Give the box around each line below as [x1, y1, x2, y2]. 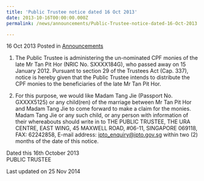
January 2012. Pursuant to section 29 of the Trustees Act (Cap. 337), [15, 67, 189, 75]
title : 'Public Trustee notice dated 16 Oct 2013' [6, 9, 138, 15]
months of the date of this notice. [15, 138, 99, 145]
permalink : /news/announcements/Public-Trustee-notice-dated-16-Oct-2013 [6, 20, 198, 26]
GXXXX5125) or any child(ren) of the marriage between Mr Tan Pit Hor [15, 98, 192, 106]
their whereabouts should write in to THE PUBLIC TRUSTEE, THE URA [15, 118, 191, 125]
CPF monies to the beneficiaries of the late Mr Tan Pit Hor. [15, 80, 161, 87]
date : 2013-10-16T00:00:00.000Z [6, 15, 88, 21]
